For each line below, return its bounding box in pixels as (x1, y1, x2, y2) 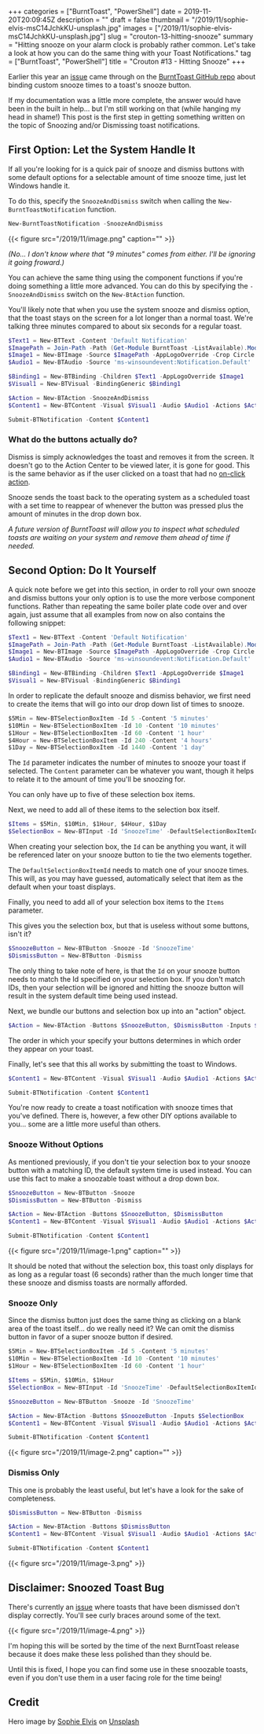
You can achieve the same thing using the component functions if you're (8, 273, 244, 282)
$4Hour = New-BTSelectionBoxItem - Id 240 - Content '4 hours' (8, 737, 213, 744)
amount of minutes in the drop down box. (8, 509, 142, 518)
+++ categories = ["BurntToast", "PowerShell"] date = (8, 7, 182, 16)
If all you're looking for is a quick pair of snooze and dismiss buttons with (8, 164, 245, 174)
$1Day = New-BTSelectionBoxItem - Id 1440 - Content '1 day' (8, 744, 206, 751)
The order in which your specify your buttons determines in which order (8, 1035, 241, 1045)
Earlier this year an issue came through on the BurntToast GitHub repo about (8, 72, 256, 81)
